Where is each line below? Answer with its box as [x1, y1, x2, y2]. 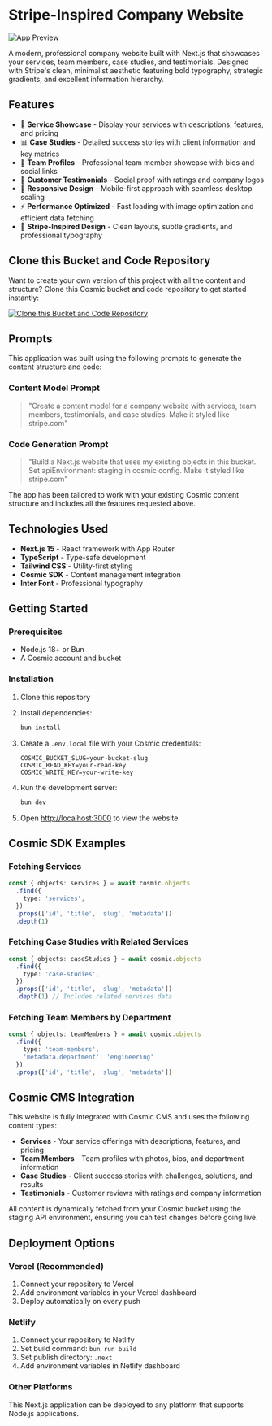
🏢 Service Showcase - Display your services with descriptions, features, [19, 120, 264, 129]
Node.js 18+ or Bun [19, 645, 85, 654]
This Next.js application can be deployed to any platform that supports [8, 1400, 244, 1410]
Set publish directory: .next [19, 1352, 113, 1363]
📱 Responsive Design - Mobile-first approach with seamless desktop [19, 183, 253, 193]
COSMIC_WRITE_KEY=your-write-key [19, 768, 134, 776]
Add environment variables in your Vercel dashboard [19, 1288, 197, 1298]
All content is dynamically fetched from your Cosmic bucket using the [8, 1204, 242, 1214]
